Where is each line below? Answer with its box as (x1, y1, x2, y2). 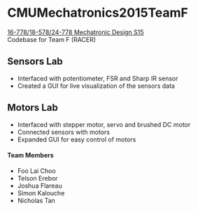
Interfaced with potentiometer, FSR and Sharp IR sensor (17, 74, 178, 82)
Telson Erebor (17, 174, 58, 182)
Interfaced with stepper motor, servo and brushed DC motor (17, 120, 191, 128)
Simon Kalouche (17, 188, 65, 197)
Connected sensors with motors (17, 128, 111, 136)
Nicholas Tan (17, 196, 56, 204)
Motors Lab (7, 102, 58, 114)
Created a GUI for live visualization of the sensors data (17, 82, 175, 90)
